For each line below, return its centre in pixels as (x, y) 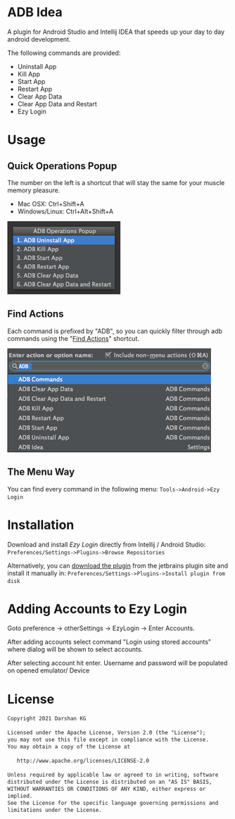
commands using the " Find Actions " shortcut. (73, 338)
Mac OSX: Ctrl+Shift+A (51, 204)
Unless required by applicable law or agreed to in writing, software (113, 775)
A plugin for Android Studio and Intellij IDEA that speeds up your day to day (116, 32)
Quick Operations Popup (62, 166)
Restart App (35, 89)
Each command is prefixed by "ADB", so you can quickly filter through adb (115, 331)
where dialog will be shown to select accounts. (75, 649)
